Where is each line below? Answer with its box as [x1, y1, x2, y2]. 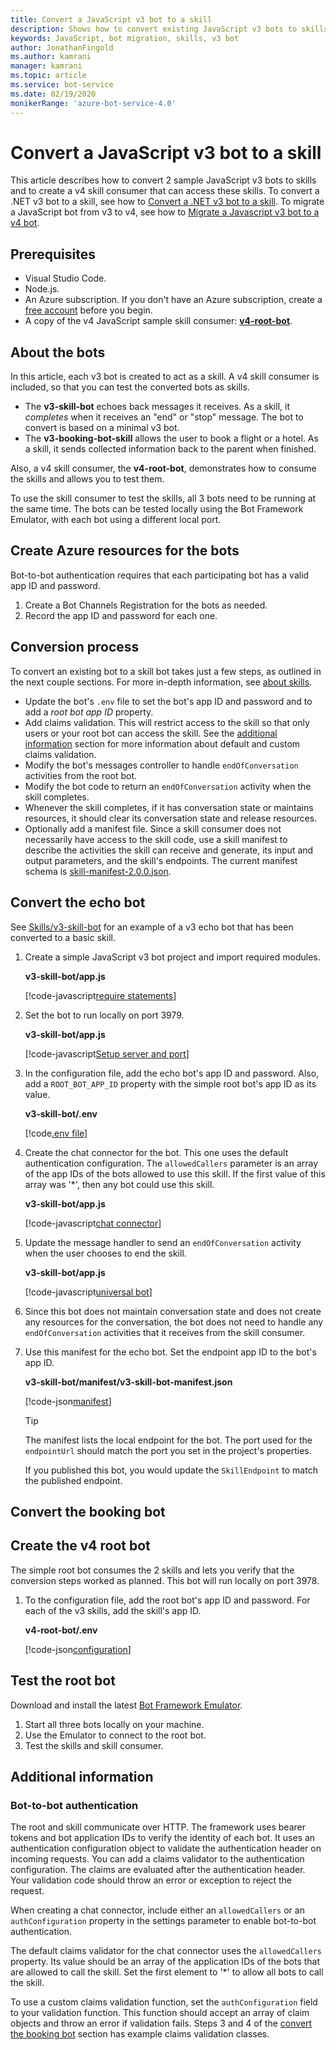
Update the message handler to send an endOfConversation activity [24, 1236, 302, 1248]
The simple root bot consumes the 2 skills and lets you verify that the [10, 1564, 295, 1576]
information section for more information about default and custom [24, 737, 301, 750]
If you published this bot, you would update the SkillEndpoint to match [24, 1464, 318, 1476]
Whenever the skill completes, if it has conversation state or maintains [24, 801, 314, 813]
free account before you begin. [24, 304, 153, 316]
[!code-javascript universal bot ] [24, 1286, 153, 1298]
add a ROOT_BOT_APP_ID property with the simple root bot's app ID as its [24, 1077, 317, 1090]
